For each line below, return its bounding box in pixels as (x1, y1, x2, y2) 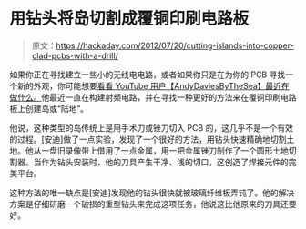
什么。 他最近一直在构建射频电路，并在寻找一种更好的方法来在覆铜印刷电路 (16, 92, 297, 103)
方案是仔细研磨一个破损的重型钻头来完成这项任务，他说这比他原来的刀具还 (9, 198, 289, 209)
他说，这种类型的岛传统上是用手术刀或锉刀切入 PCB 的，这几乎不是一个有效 (9, 122, 294, 133)
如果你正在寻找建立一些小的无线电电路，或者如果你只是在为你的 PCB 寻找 (9, 69, 286, 80)
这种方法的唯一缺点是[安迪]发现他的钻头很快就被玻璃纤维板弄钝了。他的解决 (9, 187, 295, 198)
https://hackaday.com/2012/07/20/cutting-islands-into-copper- (56, 40, 294, 51)
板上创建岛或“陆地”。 (9, 103, 89, 114)
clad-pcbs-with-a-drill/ (31, 50, 118, 61)
